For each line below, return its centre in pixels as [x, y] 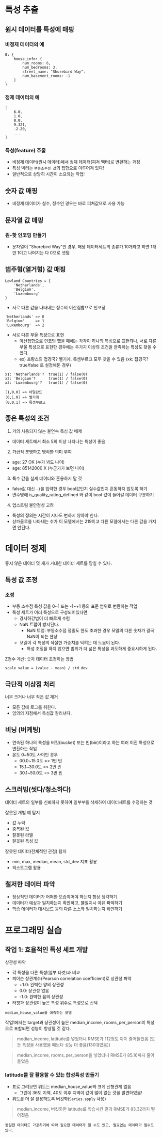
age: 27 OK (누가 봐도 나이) [38, 462]
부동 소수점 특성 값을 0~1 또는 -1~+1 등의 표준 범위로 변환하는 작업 [75, 606]
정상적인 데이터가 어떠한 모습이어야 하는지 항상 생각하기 [65, 897]
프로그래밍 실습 [33, 930]
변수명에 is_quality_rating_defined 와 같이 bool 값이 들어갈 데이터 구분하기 [83, 494]
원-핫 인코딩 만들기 [26, 235]
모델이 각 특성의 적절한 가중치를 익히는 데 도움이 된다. [70, 643]
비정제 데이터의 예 [25, 44]
